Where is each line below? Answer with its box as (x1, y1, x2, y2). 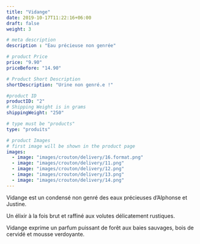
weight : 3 (6, 26, 32, 32)
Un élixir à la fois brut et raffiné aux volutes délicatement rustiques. (6, 212, 176, 220)
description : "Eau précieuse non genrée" (6, 43, 116, 49)
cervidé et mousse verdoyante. (6, 230, 85, 238)
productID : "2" (6, 98, 45, 104)
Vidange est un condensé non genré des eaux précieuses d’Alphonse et (6, 193, 188, 201)
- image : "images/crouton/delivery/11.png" (12, 160, 124, 167)
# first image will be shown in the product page (6, 143, 136, 149)
